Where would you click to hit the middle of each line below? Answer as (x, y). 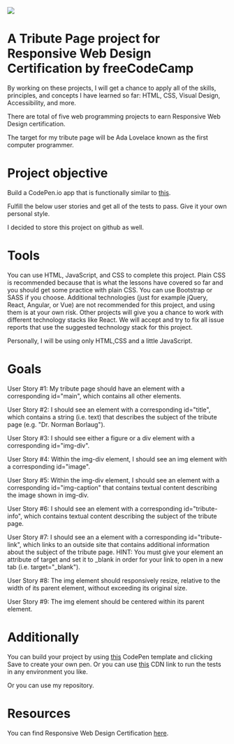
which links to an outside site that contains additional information (116, 544)
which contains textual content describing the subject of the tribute (120, 516)
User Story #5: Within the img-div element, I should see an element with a (114, 480)
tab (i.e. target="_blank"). (44, 567)
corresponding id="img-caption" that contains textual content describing (112, 487)
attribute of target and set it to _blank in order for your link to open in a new (115, 559)
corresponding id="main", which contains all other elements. (94, 395)
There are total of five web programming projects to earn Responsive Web (114, 116)
